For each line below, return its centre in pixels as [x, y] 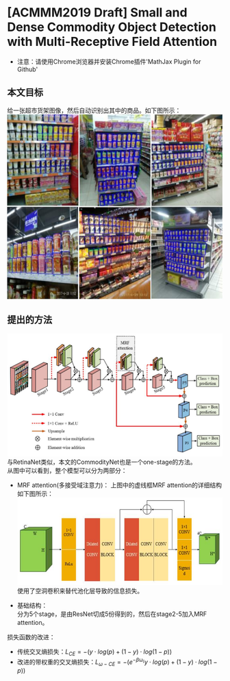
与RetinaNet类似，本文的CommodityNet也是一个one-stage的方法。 [102, 462]
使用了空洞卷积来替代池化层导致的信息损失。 [80, 591]
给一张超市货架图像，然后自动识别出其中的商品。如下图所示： [94, 110]
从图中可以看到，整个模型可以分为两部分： [67, 470]
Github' [27, 69]
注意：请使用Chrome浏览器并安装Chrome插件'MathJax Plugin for [109, 61]
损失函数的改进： [31, 637]
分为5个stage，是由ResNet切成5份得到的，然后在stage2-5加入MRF [112, 614]
